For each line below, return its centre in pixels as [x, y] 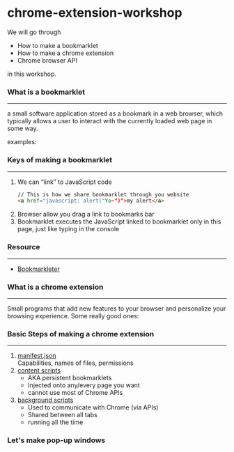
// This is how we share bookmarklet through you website [103, 194]
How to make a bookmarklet [58, 45]
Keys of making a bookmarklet [60, 160]
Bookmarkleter [39, 269]
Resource [24, 247]
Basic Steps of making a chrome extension [81, 334]
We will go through [34, 32]
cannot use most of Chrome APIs [75, 393]
